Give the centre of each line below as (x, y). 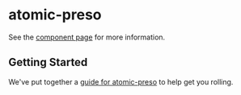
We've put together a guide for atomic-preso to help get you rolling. (121, 81)
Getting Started (48, 62)
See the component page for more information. (87, 37)
